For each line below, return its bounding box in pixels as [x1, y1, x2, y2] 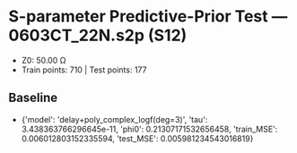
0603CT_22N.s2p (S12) [8, 25, 188, 46]
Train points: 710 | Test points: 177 [21, 64, 147, 75]
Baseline [8, 90, 58, 106]
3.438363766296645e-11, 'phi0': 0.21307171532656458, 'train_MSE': [21, 123, 278, 134]
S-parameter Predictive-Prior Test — [8, 6, 288, 27]
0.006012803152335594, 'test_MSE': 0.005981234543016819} [21, 132, 254, 144]
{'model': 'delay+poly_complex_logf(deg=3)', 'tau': [21, 114, 208, 124]
